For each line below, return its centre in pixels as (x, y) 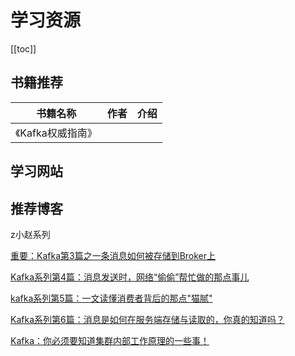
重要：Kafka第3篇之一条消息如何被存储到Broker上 (113, 255)
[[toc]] (23, 48)
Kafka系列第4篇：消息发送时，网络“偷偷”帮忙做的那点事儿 (130, 277)
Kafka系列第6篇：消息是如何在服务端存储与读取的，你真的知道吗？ (147, 319)
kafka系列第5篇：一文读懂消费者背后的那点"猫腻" (111, 298)
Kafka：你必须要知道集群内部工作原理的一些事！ (110, 340)
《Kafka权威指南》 (56, 133)
